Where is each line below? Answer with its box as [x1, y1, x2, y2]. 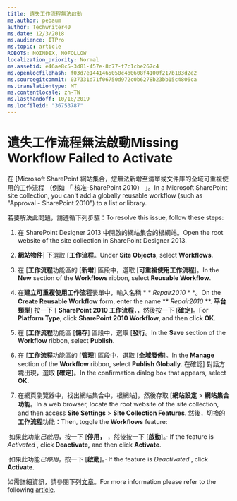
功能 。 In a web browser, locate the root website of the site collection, [17, 399, 219, 408]
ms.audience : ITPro [7, 37, 65, 44]
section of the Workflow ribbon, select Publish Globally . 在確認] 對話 [17, 359, 219, 368]
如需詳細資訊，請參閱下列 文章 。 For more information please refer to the [7, 477, 217, 485]
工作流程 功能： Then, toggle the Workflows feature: [17, 417, 168, 425]
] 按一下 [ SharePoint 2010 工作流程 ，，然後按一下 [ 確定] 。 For [30, 306, 209, 314]
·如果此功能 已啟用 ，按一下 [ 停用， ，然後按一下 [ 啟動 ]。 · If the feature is [7, 432, 214, 441]
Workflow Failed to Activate [7, 150, 174, 167]
